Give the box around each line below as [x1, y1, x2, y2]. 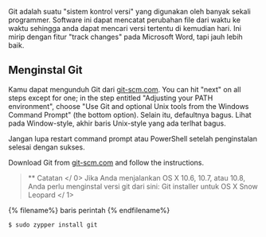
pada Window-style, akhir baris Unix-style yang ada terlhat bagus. [8, 118, 227, 128]
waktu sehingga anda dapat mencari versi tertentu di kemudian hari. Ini [8, 24, 241, 33]
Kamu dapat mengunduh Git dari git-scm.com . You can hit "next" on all [8, 84, 241, 94]
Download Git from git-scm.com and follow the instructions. [8, 157, 205, 167]
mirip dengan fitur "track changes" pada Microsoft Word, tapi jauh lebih [8, 32, 243, 41]
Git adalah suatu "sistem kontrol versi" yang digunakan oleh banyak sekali [8, 7, 251, 16]
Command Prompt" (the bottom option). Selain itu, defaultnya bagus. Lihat [8, 110, 252, 119]
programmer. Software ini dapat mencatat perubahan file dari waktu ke [8, 15, 241, 25]
